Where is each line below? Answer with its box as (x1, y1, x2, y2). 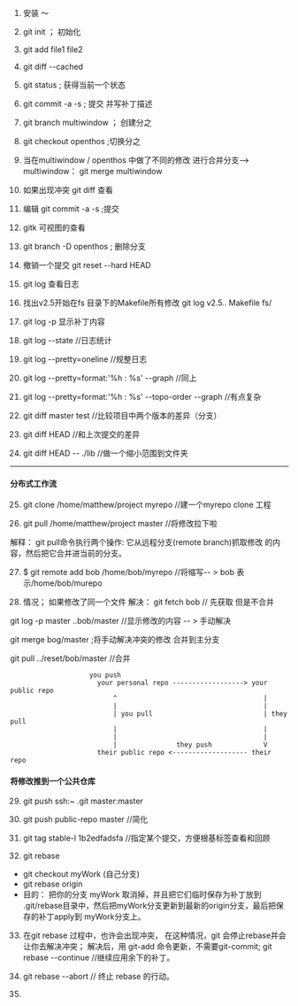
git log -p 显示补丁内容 (22, 317, 105, 326)
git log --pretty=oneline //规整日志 (22, 354, 148, 365)
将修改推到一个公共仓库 (10, 775, 96, 786)
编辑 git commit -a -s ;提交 (22, 204, 120, 214)
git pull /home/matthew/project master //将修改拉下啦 (22, 518, 218, 529)
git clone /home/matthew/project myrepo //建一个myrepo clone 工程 (22, 499, 271, 511)
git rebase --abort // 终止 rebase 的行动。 (22, 971, 175, 982)
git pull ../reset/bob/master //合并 (10, 653, 131, 664)
